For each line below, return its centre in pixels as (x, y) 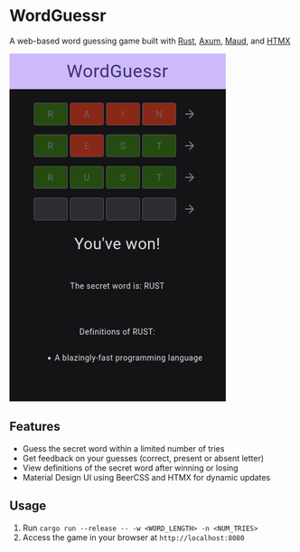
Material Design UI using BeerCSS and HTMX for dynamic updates (146, 477)
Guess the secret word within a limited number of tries (123, 448)
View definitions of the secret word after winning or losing (130, 468)
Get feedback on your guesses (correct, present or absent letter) (143, 458)
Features (35, 427)
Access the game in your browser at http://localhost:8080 (133, 537)
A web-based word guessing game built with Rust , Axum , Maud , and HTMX (150, 41)
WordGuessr (58, 16)
